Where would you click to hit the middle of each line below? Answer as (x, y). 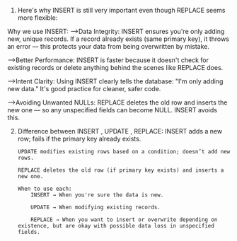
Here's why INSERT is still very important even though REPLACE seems (121, 10)
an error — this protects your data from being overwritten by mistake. (109, 46)
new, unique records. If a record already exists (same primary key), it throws (118, 39)
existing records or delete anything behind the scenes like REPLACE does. (115, 67)
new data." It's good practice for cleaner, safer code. (84, 89)
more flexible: (37, 18)
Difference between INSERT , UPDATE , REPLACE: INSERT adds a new (120, 131)
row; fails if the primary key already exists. (79, 139)
